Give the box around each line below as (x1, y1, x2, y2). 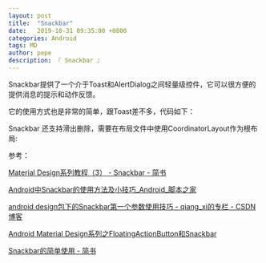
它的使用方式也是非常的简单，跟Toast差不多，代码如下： (8, 106, 195, 116)
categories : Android (8, 34, 78, 42)
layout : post (8, 11, 52, 20)
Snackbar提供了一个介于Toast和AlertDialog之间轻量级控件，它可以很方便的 (8, 79, 256, 89)
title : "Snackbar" (8, 19, 74, 27)
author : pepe (8, 49, 52, 57)
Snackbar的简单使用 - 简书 (8, 245, 96, 255)
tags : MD (8, 42, 38, 50)
